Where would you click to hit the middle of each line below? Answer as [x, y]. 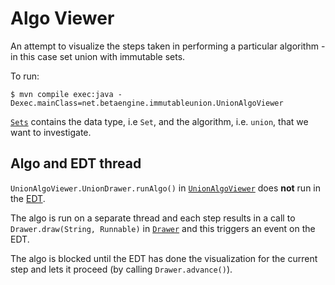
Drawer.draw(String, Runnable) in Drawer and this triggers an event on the [163, 228]
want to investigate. [51, 132]
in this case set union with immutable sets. [98, 56]
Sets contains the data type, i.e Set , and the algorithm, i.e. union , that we [159, 121]
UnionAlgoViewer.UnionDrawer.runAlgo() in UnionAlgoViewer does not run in [166, 188]
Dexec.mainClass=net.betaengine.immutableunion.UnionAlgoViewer [147, 103]
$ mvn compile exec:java [62, 94]
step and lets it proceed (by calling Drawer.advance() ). [121, 269]
